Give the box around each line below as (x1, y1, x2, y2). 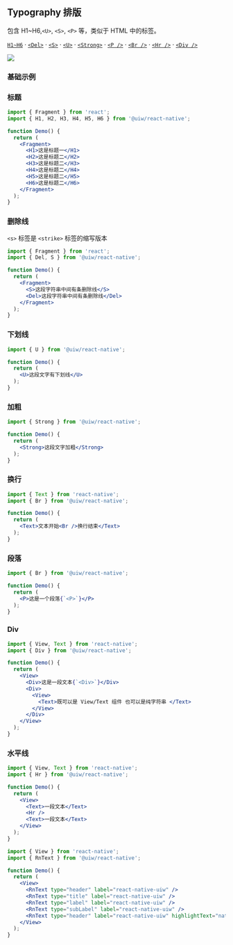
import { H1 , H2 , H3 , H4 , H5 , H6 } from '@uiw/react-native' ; (7, 115, 191, 122)
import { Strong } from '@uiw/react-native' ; (7, 418, 141, 426)
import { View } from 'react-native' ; (7, 848, 119, 855)
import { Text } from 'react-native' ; (7, 491, 119, 498)
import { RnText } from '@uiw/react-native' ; (7, 855, 141, 861)
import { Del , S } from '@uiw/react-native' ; (7, 254, 141, 261)
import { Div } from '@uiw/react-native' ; (7, 646, 132, 654)
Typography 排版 (7, 6, 82, 19)
